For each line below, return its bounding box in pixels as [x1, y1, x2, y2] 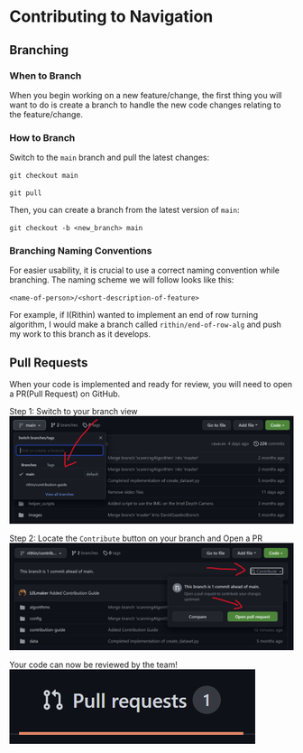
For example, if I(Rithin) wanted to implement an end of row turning [9, 310, 259, 321]
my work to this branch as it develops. [9, 329, 151, 339]
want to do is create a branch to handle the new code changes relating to [9, 99, 281, 110]
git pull [9, 189, 42, 198]
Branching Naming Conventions [9, 245, 152, 257]
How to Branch [9, 131, 76, 144]
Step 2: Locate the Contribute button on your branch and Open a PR [9, 533, 263, 544]
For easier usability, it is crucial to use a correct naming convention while [9, 265, 280, 276]
